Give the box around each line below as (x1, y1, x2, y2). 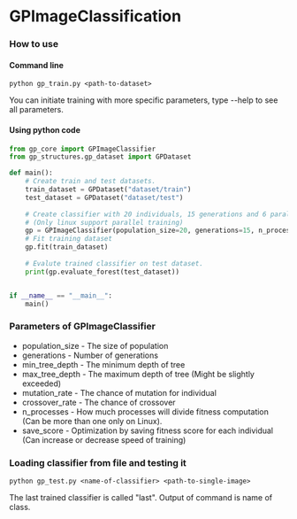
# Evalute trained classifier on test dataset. (25, 259, 203, 267)
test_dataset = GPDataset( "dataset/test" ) (25, 193, 184, 202)
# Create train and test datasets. (25, 177, 156, 186)
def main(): (9, 168, 53, 178)
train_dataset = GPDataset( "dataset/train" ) (25, 185, 192, 194)
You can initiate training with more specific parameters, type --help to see (9, 95, 278, 105)
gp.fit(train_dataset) (25, 243, 109, 252)
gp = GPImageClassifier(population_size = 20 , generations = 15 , (25, 226, 255, 236)
